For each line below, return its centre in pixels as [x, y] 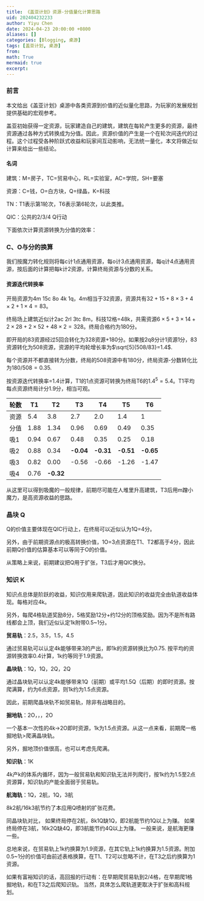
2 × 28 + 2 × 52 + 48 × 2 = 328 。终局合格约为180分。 [73, 327]
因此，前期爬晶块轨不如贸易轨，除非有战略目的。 [67, 702]
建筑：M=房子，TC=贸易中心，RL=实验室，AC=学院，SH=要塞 [85, 178]
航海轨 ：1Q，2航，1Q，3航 [40, 795]
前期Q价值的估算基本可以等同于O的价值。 [58, 550]
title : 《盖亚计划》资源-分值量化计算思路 [53, 12]
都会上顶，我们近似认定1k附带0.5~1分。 [61, 622]
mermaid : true [24, 63]
